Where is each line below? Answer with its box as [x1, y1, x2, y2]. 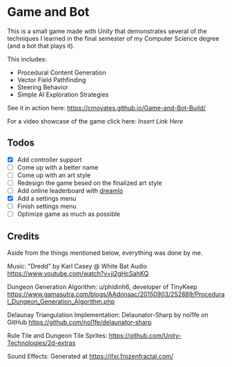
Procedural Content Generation [17, 68, 106, 77]
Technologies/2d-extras [7, 339, 76, 347]
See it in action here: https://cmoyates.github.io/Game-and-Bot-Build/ [7, 103, 206, 112]
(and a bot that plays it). [7, 41, 75, 50]
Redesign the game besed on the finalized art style [17, 179, 162, 187]
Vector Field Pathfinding [17, 75, 86, 83]
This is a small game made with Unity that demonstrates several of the [7, 27, 207, 35]
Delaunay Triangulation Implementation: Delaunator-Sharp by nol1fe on [7, 311, 209, 319]
